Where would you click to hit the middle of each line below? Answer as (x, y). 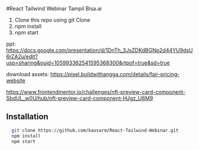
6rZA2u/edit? (22, 56)
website (16, 80)
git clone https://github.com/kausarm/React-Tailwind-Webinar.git (95, 130)
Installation (27, 117)
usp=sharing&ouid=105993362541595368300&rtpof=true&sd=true (88, 63)
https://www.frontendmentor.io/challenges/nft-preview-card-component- (96, 92)
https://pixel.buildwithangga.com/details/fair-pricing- (115, 74)
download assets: (28, 74)
